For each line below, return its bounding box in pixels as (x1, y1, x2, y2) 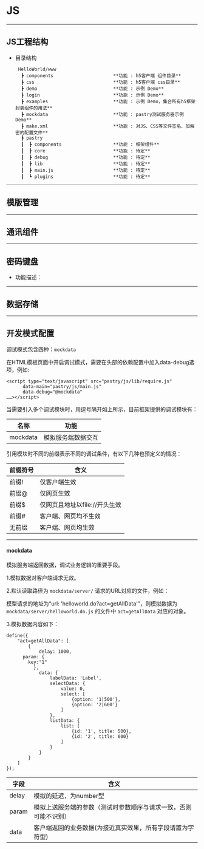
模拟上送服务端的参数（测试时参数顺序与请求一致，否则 (33, 803, 192, 811)
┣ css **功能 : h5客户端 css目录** (21, 79, 180, 85)
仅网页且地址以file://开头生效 (39, 500, 121, 509)
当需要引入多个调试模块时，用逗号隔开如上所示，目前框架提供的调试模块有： (6, 405, 198, 413)
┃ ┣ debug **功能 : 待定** (21, 154, 151, 160)
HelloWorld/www (18, 66, 56, 72)
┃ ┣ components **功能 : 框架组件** (21, 141, 160, 148)
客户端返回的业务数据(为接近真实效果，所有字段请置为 (33, 823, 188, 832)
